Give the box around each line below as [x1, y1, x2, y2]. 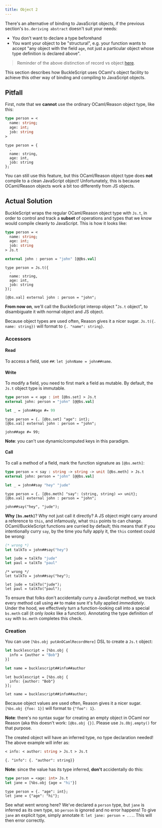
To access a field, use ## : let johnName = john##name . [5, 358, 113, 364]
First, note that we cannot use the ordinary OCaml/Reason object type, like [5, 102, 155, 107]
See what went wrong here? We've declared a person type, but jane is [5, 802, 145, 808]
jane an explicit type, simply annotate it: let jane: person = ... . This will [5, 812, 152, 818]
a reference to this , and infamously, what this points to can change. [5, 518, 143, 524]
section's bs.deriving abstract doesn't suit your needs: [5, 25, 117, 32]
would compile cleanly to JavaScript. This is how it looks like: [5, 220, 127, 226]
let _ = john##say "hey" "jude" [5, 483, 70, 487]
